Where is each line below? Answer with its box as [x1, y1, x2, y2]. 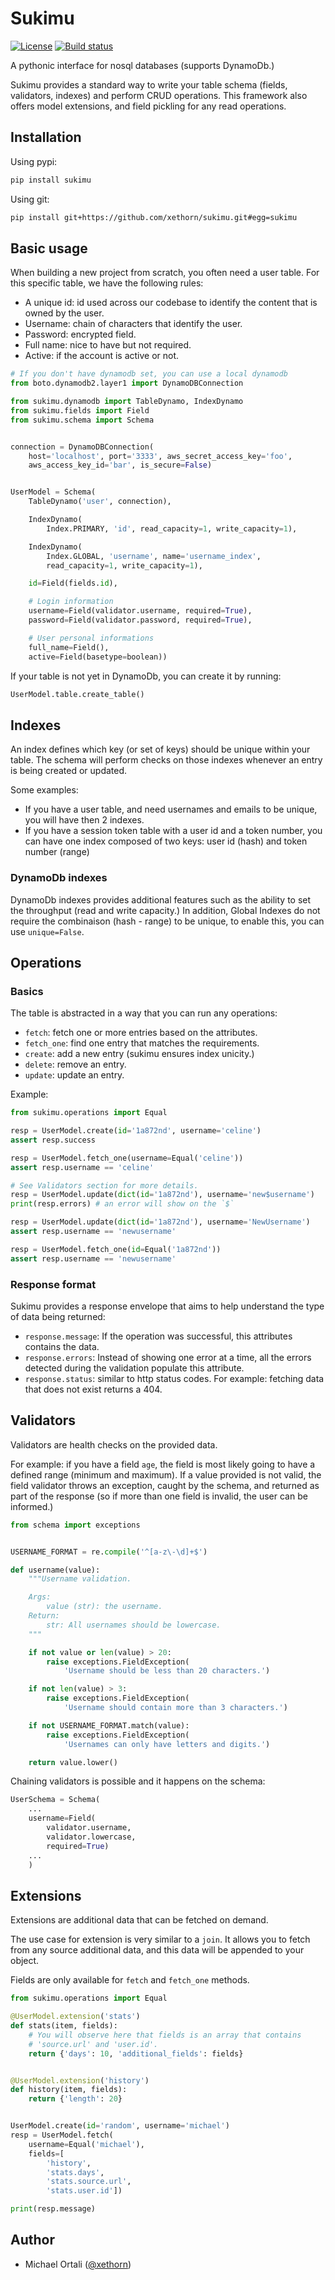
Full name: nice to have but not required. [24, 339, 192, 351]
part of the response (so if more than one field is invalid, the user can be [10, 1490, 308, 1502]
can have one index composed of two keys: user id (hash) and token [24, 835, 308, 847]
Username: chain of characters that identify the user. [24, 318, 243, 330]
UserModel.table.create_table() [10, 689, 145, 699]
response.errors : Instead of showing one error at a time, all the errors [24, 1352, 312, 1364]
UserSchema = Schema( [10, 1795, 101, 1805]
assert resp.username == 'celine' [10, 1162, 155, 1172]
